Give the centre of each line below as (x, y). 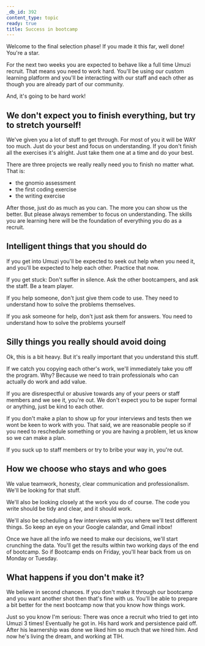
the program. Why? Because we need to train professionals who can (93, 375)
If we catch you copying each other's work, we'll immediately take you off (99, 368)
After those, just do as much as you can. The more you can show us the (97, 208)
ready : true (21, 23)
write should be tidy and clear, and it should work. (69, 508)
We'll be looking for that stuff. (43, 490)
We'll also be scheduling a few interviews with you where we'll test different (102, 520)
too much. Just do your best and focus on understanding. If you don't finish (102, 146)
